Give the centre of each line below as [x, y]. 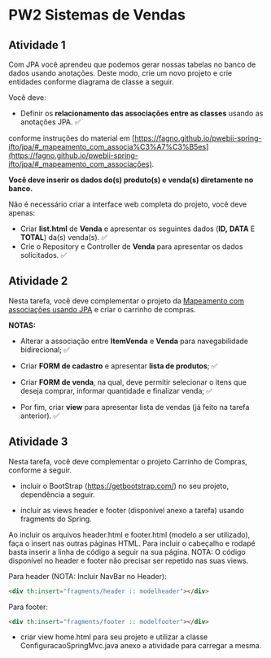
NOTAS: [22, 325]
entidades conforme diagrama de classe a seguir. [92, 82]
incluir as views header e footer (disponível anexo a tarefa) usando [132, 510]
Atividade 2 [38, 281]
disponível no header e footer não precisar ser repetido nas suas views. [129, 560]
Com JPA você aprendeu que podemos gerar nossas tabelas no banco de [132, 64]
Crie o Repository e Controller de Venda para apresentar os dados [131, 246]
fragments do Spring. [56, 519]
